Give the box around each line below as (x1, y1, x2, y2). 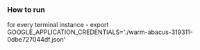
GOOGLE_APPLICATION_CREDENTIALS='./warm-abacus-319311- (7, 28, 193, 36)
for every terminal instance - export (7, 21, 109, 29)
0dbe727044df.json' (7, 35, 66, 44)
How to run (7, 5, 45, 15)
